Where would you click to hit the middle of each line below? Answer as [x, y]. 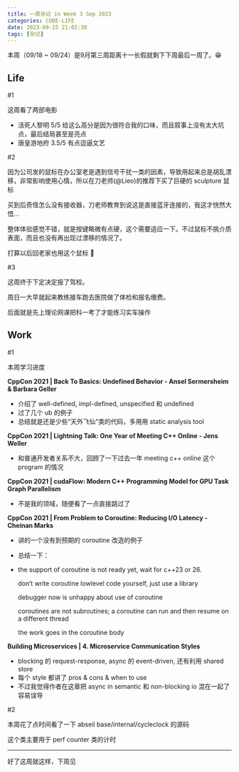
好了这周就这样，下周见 [42, 761]
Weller [17, 443]
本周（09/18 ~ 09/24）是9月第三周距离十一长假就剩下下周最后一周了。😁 [115, 55]
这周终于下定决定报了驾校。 [48, 282]
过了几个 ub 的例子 [45, 412]
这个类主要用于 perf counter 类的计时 [62, 739]
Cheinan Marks [31, 525]
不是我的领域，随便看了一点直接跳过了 [74, 503]
